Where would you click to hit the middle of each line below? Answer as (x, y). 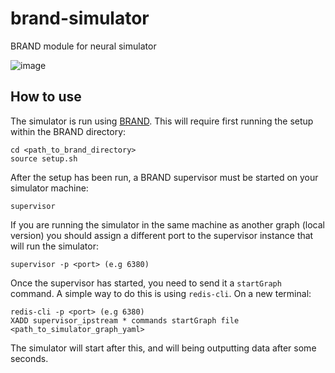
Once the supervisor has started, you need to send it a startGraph (146, 283)
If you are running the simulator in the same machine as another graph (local (168, 224)
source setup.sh (44, 158)
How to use (46, 97)
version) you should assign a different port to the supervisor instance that (162, 235)
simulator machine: (49, 188)
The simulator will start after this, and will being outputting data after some (163, 348)
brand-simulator (80, 18)
